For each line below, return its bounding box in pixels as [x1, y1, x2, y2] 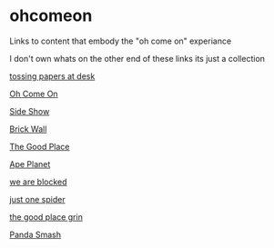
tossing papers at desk [9, 70, 96, 82]
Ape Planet [9, 158, 51, 169]
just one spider [9, 193, 66, 204]
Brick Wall [9, 124, 47, 134]
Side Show [9, 105, 50, 116]
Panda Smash [9, 229, 62, 240]
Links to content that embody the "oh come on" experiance [9, 35, 232, 46]
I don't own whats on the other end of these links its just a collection [9, 53, 266, 64]
